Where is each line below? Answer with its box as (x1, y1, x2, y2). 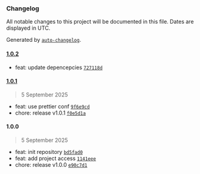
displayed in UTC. (6, 24, 51, 32)
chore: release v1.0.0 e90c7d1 (15, 161, 88, 168)
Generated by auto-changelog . (6, 36, 82, 44)
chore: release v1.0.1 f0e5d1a (15, 109, 86, 116)
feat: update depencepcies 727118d (15, 64, 103, 71)
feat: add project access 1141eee (15, 155, 97, 162)
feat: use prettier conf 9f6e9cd (15, 102, 90, 110)
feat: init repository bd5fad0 (15, 148, 83, 155)
